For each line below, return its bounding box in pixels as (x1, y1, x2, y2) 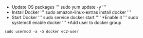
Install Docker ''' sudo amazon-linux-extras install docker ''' (11, 9, 131, 15)
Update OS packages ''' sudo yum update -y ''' (11, 4, 107, 10)
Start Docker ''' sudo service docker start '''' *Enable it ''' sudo (11, 15, 139, 20)
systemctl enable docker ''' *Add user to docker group (11, 19, 122, 25)
